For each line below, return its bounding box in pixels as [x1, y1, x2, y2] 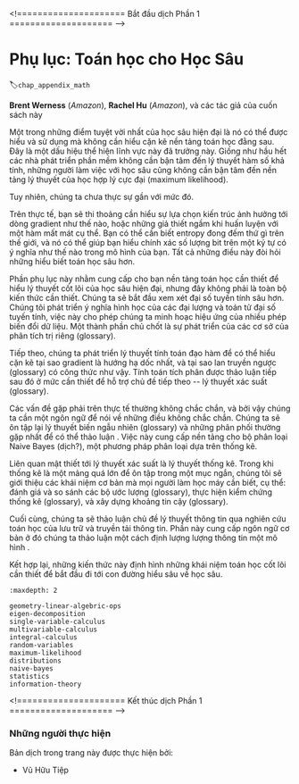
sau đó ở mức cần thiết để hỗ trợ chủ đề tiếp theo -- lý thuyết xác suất [9, 376, 268, 387]
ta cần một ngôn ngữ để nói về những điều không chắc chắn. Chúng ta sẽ [9, 412, 281, 423]
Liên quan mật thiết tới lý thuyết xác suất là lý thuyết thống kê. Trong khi [9, 458, 274, 469]
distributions [9, 656, 62, 665]
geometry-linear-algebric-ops [9, 601, 122, 611]
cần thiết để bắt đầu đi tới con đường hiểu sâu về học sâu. [9, 568, 223, 580]
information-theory [9, 680, 82, 688]
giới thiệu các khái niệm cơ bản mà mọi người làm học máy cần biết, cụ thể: [9, 477, 287, 488]
